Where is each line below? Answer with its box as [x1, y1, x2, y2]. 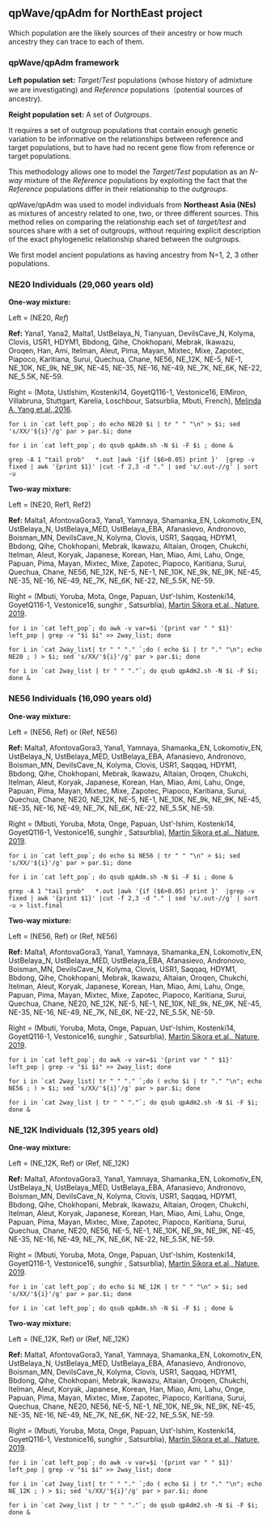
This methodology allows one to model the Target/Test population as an [8, 167, 248, 177]
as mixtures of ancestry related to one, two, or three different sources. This [8, 208, 259, 218]
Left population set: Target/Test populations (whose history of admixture [8, 75, 253, 85]
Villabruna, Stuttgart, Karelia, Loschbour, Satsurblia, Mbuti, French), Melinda [8, 396, 261, 406]
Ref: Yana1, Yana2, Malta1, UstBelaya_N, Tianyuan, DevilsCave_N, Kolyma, [8, 328, 256, 339]
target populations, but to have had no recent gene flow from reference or [8, 143, 255, 152]
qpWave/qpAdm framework [8, 57, 120, 68]
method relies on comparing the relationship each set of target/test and [8, 217, 247, 227]
